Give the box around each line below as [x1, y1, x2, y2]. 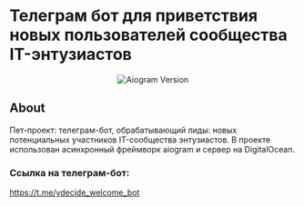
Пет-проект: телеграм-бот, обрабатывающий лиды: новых [9, 124, 238, 135]
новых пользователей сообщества [9, 25, 289, 45]
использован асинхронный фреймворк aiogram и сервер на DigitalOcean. [9, 143, 296, 154]
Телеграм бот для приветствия [9, 5, 258, 26]
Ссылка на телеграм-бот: [9, 166, 130, 179]
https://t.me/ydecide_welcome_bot [9, 187, 140, 198]
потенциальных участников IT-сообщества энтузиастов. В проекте [9, 133, 271, 145]
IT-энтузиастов [9, 44, 132, 64]
